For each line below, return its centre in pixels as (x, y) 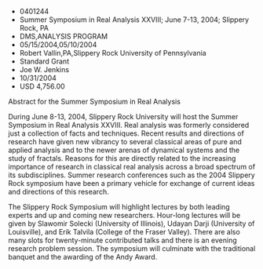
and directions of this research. (58, 192)
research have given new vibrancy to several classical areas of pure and (125, 142)
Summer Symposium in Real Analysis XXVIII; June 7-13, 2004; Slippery (134, 20)
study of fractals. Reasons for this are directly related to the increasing (122, 158)
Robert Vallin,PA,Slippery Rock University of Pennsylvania (113, 53)
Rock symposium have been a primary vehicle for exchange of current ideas (131, 183)
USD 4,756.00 (42, 86)
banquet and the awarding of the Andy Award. (83, 257)
